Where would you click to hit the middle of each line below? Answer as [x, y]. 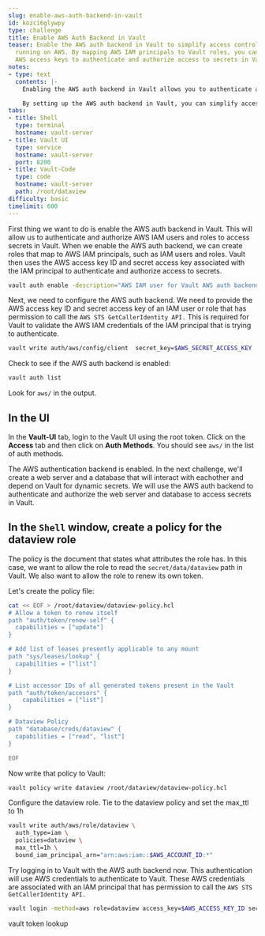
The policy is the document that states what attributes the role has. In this [127, 559]
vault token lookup [38, 923]
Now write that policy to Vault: [57, 773]
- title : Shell [33, 118]
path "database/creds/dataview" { [65, 729]
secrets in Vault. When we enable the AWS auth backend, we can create [125, 245]
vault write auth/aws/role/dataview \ [72, 826]
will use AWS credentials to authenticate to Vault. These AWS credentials [127, 878]
